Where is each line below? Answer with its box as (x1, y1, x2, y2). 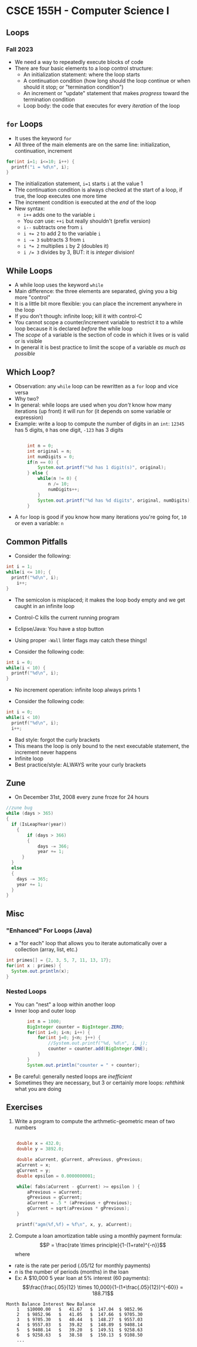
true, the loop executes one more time (14, 193, 107, 200)
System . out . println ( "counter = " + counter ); (27, 1062, 141, 1068)
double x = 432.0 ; (16, 1141, 62, 1147)
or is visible (14, 338, 43, 345)
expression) (14, 414, 44, 421)
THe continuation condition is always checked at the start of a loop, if (14, 186, 183, 193)
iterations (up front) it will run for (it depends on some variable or (14, 407, 172, 415)
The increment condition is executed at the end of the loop (14, 199, 157, 206)
